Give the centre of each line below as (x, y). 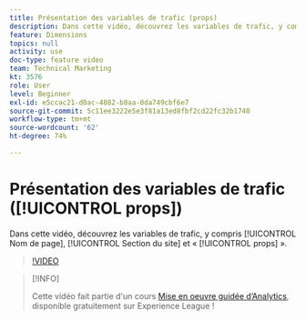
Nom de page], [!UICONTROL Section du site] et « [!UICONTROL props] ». (148, 243)
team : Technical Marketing (61, 69)
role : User (30, 85)
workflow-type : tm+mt (51, 119)
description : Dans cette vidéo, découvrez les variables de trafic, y (146, 26)
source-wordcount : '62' (55, 128)
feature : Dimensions (49, 35)
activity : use (36, 52)
